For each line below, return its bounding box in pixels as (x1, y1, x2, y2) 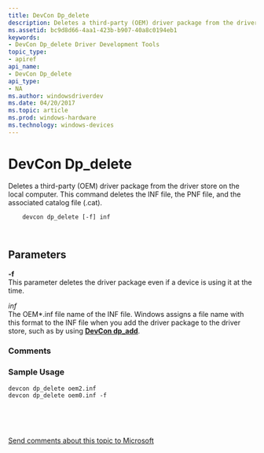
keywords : (8, 33, 41, 42)
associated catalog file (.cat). (8, 197, 103, 207)
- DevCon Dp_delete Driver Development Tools (8, 41, 159, 49)
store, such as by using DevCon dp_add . (8, 326, 141, 335)
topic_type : (8, 48, 47, 56)
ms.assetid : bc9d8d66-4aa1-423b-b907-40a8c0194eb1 (8, 26, 178, 34)
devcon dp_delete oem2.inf (8, 385, 97, 392)
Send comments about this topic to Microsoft (8, 436, 155, 445)
